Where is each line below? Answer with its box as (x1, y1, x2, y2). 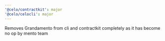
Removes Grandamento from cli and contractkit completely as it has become (4, 25, 161, 31)
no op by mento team (4, 30, 48, 36)
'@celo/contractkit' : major (4, 7, 63, 12)
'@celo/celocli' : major (4, 12, 54, 17)
